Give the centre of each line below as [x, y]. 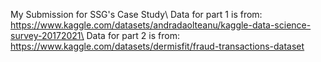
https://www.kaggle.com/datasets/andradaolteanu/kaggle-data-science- [161, 25]
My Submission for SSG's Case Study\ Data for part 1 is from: [136, 14]
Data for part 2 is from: [133, 35]
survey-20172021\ [47, 35]
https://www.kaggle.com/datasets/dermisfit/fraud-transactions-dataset [157, 46]
